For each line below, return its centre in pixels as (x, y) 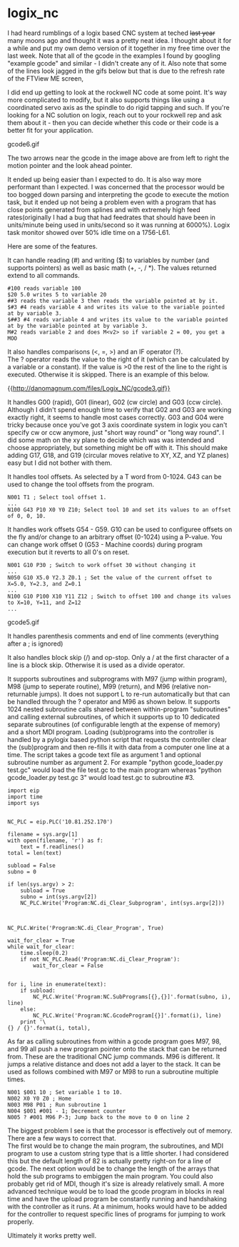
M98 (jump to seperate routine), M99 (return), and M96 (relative (102, 686)
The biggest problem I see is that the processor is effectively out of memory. (120, 1131)
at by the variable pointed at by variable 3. (78, 326)
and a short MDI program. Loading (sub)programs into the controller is (111, 732)
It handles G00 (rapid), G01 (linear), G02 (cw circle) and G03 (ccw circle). (115, 402)
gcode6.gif (24, 144)
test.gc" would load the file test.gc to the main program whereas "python (115, 770)
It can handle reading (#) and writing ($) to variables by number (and (108, 260)
